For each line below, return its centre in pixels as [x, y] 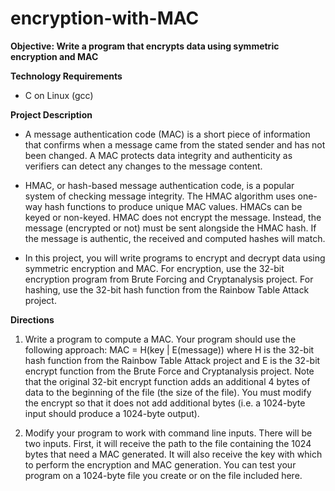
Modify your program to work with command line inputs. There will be [168, 433]
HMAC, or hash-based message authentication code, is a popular [159, 185]
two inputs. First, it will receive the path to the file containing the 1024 [168, 443]
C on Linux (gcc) [59, 95]
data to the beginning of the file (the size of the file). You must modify [168, 392]
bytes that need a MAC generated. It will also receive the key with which [173, 454]
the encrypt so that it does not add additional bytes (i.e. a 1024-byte [165, 403]
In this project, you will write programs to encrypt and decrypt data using [175, 258]
